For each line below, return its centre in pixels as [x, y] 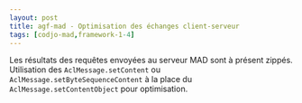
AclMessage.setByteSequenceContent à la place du [101, 80]
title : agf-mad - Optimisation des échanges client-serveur [125, 26]
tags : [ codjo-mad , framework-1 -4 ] [72, 34]
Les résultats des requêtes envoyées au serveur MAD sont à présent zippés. [151, 61]
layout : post [34, 18]
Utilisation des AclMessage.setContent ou [85, 70]
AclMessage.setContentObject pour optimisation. [99, 89]
